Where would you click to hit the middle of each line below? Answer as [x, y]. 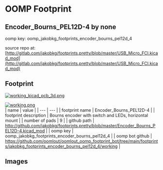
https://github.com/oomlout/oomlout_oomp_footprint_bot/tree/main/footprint [81, 141]
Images [16, 161]
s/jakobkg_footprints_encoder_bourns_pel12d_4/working [61, 146]
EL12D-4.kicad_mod [25, 131]
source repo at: [20, 48]
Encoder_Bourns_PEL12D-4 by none [61, 27]
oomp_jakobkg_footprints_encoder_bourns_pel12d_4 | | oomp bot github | [79, 136]
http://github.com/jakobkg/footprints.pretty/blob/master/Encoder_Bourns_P [80, 125]
